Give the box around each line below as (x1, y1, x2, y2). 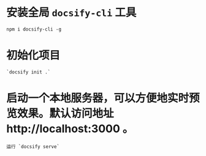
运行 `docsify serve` (6, 143, 60, 150)
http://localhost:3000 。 (6, 122, 134, 136)
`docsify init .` (6, 69, 51, 75)
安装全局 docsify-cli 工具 (6, 6, 137, 20)
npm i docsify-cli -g (6, 26, 62, 32)
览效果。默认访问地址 (6, 106, 115, 121)
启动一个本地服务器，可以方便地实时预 (6, 91, 200, 105)
